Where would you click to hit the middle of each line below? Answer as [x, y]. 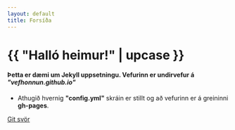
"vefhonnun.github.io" [42, 82]
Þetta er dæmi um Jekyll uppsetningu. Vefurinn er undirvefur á [101, 75]
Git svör [19, 119]
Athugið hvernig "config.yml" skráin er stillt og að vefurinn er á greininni [123, 98]
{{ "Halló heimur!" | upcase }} [96, 55]
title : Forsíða [30, 20]
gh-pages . [33, 105]
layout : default [31, 14]
